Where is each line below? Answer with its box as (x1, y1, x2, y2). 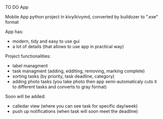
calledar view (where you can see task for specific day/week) (12, 103, 138, 109)
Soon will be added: (5, 94, 46, 99)
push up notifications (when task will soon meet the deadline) (12, 109, 138, 114)
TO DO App (5, 4, 29, 10)
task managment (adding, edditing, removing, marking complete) (12, 68, 145, 74)
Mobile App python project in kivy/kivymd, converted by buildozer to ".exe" (5, 14, 159, 19)
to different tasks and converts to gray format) (12, 84, 107, 90)
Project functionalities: (5, 53, 51, 59)
